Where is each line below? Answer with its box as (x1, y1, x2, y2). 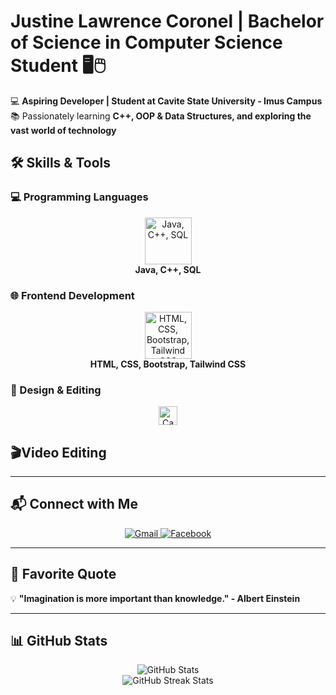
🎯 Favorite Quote (10, 566, 117, 583)
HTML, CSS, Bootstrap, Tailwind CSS (89, 358, 247, 370)
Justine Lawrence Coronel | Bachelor (10, 10, 325, 33)
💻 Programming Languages (10, 190, 149, 204)
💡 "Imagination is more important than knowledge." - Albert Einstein (10, 592, 301, 604)
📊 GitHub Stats (10, 633, 108, 650)
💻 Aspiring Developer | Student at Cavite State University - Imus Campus (10, 95, 323, 107)
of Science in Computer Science (10, 31, 283, 54)
